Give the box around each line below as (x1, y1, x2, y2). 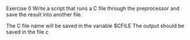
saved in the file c (6, 28, 49, 35)
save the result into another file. (6, 11, 83, 18)
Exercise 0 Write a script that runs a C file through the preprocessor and (6, 5, 180, 12)
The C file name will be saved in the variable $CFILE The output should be (6, 23, 185, 29)
